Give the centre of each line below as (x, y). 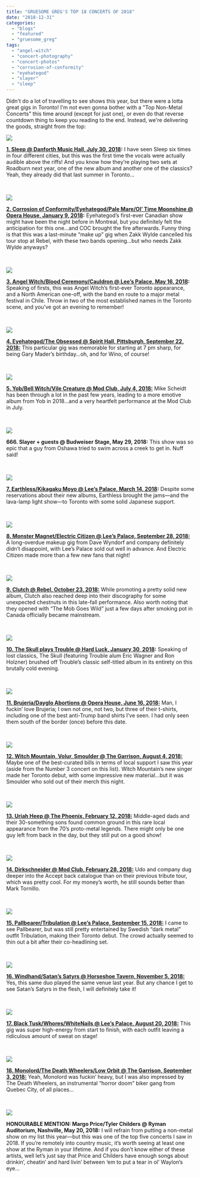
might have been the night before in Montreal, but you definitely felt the (94, 222)
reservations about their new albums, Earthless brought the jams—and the (98, 495)
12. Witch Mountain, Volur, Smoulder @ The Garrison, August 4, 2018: (95, 756)
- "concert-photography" (42, 56)
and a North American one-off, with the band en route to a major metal (93, 294)
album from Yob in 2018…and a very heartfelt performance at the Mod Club (99, 401)
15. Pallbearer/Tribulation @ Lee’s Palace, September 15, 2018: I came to (97, 923)
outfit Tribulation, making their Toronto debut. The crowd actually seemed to (100, 936)
